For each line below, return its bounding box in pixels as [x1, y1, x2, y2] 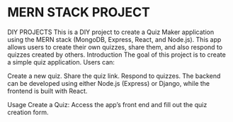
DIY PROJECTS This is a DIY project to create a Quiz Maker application [7, 28, 215, 36]
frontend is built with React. [7, 87, 88, 95]
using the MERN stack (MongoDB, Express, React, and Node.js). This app [7, 35, 222, 43]
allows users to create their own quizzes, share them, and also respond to [7, 43, 223, 51]
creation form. [7, 108, 49, 116]
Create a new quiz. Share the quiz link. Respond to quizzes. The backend [7, 72, 221, 80]
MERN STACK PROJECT [7, 4, 150, 21]
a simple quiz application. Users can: [7, 57, 115, 66]
